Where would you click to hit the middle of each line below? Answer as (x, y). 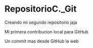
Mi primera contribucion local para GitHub (46, 32)
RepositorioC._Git (41, 9)
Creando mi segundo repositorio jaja (41, 22)
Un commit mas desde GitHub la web (42, 41)
